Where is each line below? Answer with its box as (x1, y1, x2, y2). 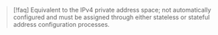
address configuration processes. (12, 21, 110, 28)
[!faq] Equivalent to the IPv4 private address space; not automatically (12, 6, 212, 14)
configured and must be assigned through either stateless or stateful (12, 13, 210, 21)
